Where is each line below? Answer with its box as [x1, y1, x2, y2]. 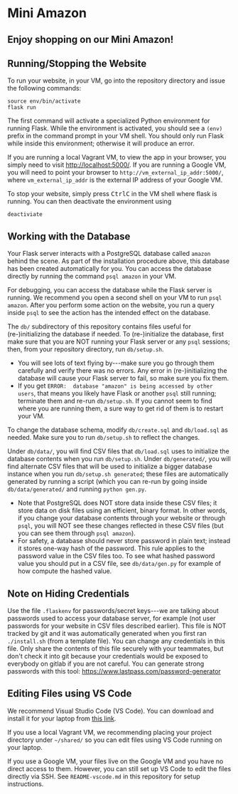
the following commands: [7, 84, 82, 93]
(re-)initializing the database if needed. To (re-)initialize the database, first [7, 330, 225, 339]
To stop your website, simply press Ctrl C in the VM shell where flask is [7, 190, 217, 198]
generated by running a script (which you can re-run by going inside [7, 478, 207, 486]
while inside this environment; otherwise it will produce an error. [7, 139, 195, 148]
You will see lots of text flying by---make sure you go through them [17, 359, 215, 368]
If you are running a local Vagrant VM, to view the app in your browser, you [7, 153, 227, 162]
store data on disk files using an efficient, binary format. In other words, [17, 506, 227, 515]
